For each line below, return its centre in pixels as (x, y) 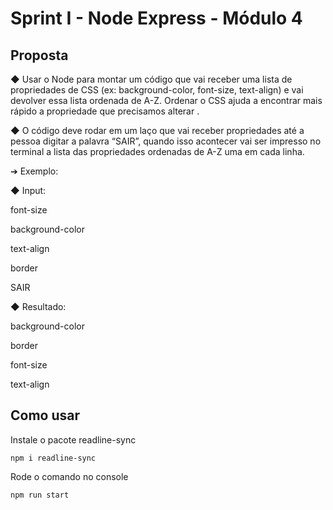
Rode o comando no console (69, 476)
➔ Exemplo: (34, 171)
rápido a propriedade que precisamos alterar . (105, 111)
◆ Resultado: (38, 306)
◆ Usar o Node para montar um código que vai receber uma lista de (151, 79)
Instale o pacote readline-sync (73, 439)
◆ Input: (28, 190)
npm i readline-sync (53, 458)
